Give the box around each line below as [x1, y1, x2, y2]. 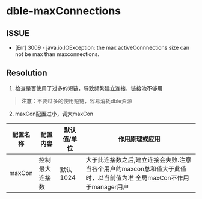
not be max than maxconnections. [14, 51, 99, 58]
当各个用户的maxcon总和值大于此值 [85, 164, 187, 173]
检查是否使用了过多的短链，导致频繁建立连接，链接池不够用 [14, 84, 163, 91]
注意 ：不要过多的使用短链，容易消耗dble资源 [20, 97, 132, 105]
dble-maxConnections [6, 4, 121, 18]
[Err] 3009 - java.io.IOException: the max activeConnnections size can [14, 44, 190, 51]
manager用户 [91, 182, 129, 191]
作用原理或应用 [118, 135, 161, 143]
